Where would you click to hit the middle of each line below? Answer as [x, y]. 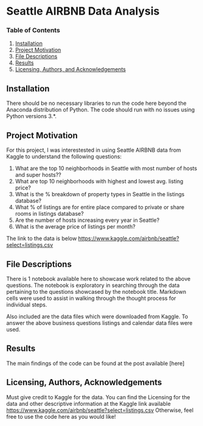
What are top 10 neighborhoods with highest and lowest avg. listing [99, 182]
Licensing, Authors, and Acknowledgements [71, 69]
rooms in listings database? [49, 214]
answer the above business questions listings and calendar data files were [99, 323]
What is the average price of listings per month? [75, 227]
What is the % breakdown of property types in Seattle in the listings [100, 194]
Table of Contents [33, 30]
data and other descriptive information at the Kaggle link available [89, 403]
